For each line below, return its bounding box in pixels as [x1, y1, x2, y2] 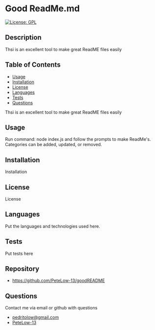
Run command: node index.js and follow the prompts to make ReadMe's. [5, 136, 151, 142]
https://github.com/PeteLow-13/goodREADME [12, 278, 105, 283]
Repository [5, 265, 40, 273]
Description [5, 33, 42, 42]
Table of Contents [5, 61, 61, 69]
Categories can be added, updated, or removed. [5, 142, 102, 148]
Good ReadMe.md [5, 3, 80, 14]
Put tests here [5, 251, 33, 256]
